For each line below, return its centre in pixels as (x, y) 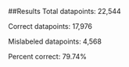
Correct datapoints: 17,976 (50, 26)
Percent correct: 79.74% (48, 56)
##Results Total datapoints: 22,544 (64, 11)
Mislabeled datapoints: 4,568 (55, 41)
